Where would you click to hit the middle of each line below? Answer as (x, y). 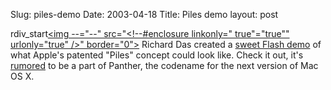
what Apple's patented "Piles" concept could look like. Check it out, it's (157, 55)
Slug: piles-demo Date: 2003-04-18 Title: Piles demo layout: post (144, 14)
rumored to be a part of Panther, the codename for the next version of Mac (164, 65)
